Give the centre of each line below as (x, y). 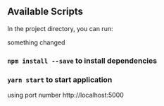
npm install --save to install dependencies (82, 61)
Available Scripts (45, 12)
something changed (36, 42)
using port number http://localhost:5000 (66, 95)
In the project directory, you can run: (60, 28)
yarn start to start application (60, 79)
